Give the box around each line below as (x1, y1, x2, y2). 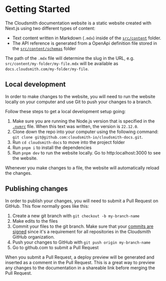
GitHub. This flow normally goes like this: (5, 203, 89, 209)
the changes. (5, 170, 32, 176)
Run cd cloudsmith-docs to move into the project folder (12, 139, 125, 145)
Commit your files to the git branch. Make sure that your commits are (12, 223, 154, 229)
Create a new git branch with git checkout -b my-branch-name (12, 213, 140, 219)
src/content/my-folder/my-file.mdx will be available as (5, 60, 118, 66)
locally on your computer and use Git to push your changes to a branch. (5, 99, 153, 105)
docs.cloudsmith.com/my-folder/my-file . (5, 66, 89, 72)
